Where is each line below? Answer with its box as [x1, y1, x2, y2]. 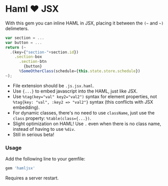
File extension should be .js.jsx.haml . [12, 82, 94, 88]
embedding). [12, 104, 40, 110]
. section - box [14, 54, 42, 59]
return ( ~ [5, 44, 27, 50]
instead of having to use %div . [12, 126, 76, 132]
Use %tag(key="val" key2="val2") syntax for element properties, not [12, 93, 157, 100]
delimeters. [5, 25, 29, 31]
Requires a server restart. [5, 175, 59, 181]
